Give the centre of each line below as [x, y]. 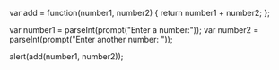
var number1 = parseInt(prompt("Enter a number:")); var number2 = [134, 30]
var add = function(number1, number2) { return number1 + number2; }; [140, 13]
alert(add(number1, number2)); [66, 56]
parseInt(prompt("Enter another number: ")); [91, 39]
